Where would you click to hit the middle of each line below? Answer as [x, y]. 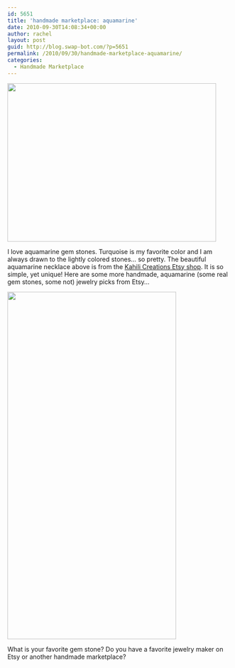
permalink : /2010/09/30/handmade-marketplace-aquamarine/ [95, 54]
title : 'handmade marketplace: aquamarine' [73, 21]
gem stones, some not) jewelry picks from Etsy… [78, 282]
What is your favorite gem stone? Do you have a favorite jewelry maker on [115, 649]
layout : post [27, 40]
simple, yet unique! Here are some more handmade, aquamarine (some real [118, 274]
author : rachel [30, 34]
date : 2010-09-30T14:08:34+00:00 [57, 27]
